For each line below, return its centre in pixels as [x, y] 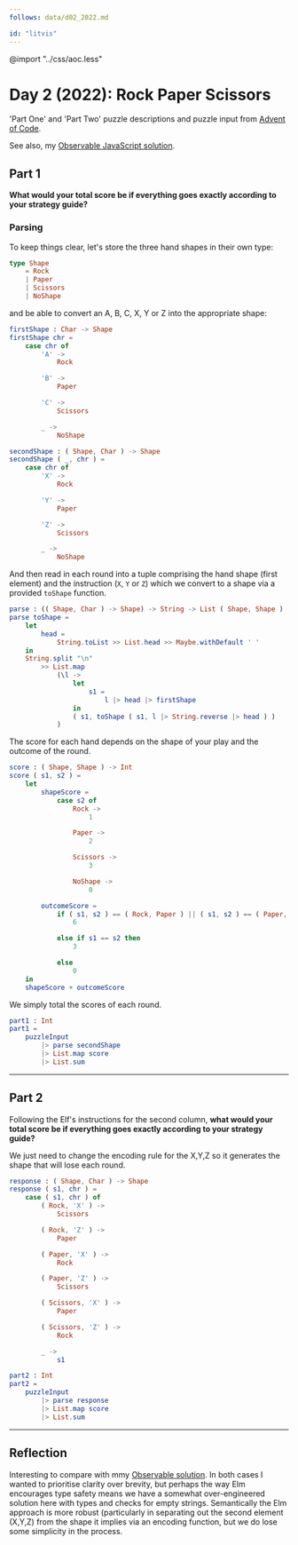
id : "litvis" [33, 33]
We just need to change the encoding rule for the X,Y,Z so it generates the [145, 1155]
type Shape [29, 263]
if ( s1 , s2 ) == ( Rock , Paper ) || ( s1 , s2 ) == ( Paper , [172, 914]
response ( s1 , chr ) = [53, 1189]
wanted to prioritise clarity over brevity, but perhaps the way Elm [127, 1484]
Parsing [26, 227]
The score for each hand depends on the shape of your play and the [134, 741]
